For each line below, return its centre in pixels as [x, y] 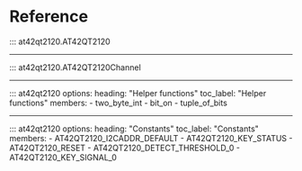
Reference [49, 17]
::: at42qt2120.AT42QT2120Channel [75, 67]
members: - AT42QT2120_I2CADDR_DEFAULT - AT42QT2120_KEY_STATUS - [151, 138]
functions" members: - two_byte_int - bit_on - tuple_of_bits [118, 103]
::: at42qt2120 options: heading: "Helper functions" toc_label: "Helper [138, 93]
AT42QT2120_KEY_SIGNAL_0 [63, 157]
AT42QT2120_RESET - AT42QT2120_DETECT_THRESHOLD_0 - [125, 148]
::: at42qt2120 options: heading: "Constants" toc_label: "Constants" [134, 129]
